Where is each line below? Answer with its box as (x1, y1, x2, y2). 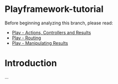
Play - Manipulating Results (11, 40, 68, 46)
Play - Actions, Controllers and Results (11, 29, 91, 35)
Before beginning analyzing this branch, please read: (4, 20, 113, 26)
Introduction (4, 58, 57, 69)
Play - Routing (11, 35, 41, 41)
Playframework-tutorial (4, 3, 104, 15)
